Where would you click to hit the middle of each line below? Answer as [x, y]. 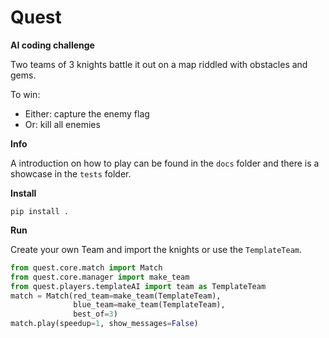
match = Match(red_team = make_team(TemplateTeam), [116, 296]
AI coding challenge [52, 45]
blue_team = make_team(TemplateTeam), [149, 305]
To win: [25, 94]
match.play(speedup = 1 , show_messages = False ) [104, 324]
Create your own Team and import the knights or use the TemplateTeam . [156, 249]
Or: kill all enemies [62, 124]
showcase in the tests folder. [71, 173]
